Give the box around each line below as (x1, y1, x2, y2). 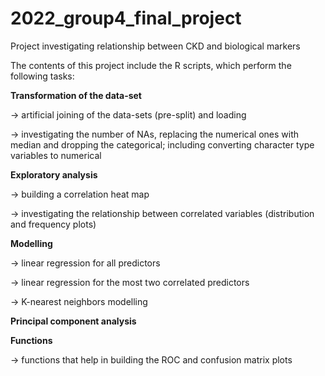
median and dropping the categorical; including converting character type (10, 138, 315, 151)
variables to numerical (10, 149, 102, 161)
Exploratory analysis (10, 168, 98, 181)
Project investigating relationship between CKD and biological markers (10, 40, 301, 52)
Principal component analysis (10, 315, 137, 327)
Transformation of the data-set (10, 89, 142, 101)
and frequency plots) (10, 218, 97, 230)
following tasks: (10, 70, 75, 82)
